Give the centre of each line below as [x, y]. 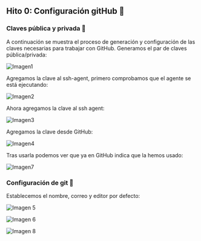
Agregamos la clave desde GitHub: [50, 132]
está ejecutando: [27, 84]
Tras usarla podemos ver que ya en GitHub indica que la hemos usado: [95, 155]
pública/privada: [27, 55]
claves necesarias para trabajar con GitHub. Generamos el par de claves [97, 48]
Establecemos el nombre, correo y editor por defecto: [73, 195]
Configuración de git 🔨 [40, 183]
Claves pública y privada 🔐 [46, 29]
